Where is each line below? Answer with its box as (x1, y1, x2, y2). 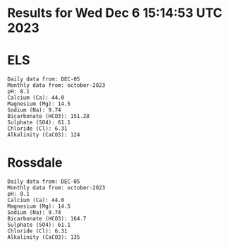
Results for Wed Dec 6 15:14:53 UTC (7, 5, 223, 21)
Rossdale (7, 155, 63, 171)
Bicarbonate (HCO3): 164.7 (7, 215, 87, 223)
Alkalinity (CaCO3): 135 (7, 234, 80, 241)
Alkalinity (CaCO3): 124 (7, 131, 80, 138)
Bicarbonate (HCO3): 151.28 (7, 113, 90, 120)
